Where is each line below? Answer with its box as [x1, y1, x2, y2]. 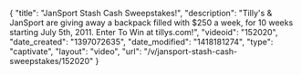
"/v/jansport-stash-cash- [143, 46, 238, 57]
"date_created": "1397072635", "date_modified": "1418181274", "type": [9, 36, 274, 47]
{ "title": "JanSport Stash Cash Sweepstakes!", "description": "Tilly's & [9, 8, 273, 18]
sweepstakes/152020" [9, 56, 94, 66]
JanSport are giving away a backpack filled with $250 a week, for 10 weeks [9, 17, 294, 28]
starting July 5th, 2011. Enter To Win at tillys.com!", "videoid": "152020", [9, 27, 278, 37]
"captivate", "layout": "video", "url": [9, 46, 142, 57]
